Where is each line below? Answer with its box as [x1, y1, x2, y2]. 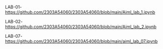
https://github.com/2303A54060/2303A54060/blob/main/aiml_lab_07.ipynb [5, 38, 158, 44]
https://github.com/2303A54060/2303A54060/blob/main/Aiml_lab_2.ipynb [5, 24, 157, 30]
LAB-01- [5, 4, 22, 10]
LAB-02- [5, 19, 23, 24]
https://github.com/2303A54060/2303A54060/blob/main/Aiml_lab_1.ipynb [5, 9, 155, 15]
